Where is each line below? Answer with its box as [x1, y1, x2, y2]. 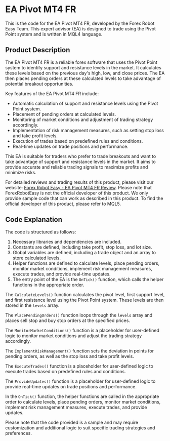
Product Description [5, 46, 70, 54]
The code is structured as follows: [5, 229, 76, 235]
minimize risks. [5, 169, 36, 175]
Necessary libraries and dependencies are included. [12, 238, 122, 245]
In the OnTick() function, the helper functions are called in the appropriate [5, 393, 159, 399]
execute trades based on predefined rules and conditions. [5, 368, 126, 374]
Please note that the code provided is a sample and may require [5, 419, 138, 425]
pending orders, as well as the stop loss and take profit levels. [5, 353, 134, 359]
